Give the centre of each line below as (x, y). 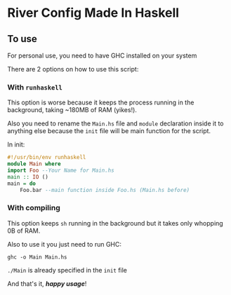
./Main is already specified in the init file (67, 270)
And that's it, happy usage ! (47, 283)
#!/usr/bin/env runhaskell (47, 158)
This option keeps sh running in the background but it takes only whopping (115, 223)
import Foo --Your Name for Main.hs (61, 171)
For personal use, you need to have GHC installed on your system (102, 55)
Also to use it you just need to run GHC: (64, 244)
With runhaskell (35, 87)
